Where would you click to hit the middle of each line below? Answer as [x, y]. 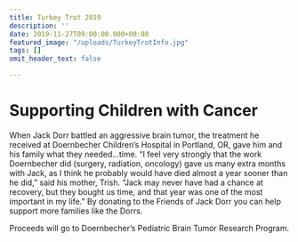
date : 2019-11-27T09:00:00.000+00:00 [79, 34]
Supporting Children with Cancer [133, 111]
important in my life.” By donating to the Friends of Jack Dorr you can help [145, 201]
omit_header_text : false [55, 59]
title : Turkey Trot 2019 [55, 17]
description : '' [39, 26]
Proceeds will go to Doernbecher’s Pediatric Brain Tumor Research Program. [149, 228]
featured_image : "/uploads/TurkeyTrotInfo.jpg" [99, 42]
